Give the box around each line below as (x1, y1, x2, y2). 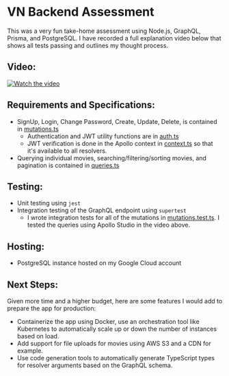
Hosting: (7, 240, 45, 252)
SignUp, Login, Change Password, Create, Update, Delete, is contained (16, 117, 217, 125)
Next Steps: (7, 279, 58, 290)
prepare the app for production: (7, 304, 96, 312)
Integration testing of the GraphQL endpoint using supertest (16, 206, 187, 214)
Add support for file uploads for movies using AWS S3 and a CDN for (16, 340, 211, 347)
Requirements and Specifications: (7, 99, 155, 111)
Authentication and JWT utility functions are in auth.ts (27, 131, 179, 140)
